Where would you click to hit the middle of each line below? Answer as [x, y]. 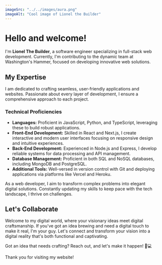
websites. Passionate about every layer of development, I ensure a [72, 94]
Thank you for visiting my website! [39, 257]
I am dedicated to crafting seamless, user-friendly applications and [72, 89]
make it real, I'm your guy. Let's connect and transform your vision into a [78, 231]
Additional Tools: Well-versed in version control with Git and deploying [83, 169]
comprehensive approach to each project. [47, 99]
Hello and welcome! [46, 38]
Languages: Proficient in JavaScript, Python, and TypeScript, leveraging [85, 123]
